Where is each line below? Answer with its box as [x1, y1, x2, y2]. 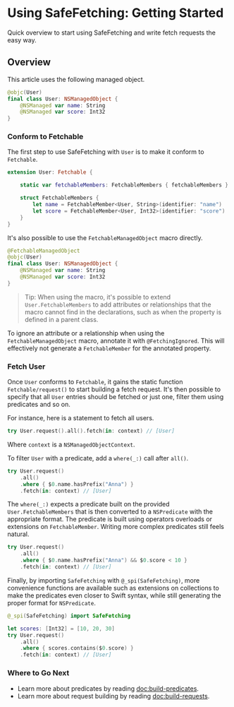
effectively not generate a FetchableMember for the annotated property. [7, 344, 211, 352]
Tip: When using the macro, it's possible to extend [24, 292, 171, 301]
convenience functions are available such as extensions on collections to [7, 583, 220, 592]
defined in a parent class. [24, 315, 99, 323]
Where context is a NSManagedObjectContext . [7, 440, 135, 448]
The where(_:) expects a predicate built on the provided [7, 500, 171, 509]
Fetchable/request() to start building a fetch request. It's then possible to [7, 385, 221, 393]
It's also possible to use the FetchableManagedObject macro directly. [7, 233, 203, 242]
